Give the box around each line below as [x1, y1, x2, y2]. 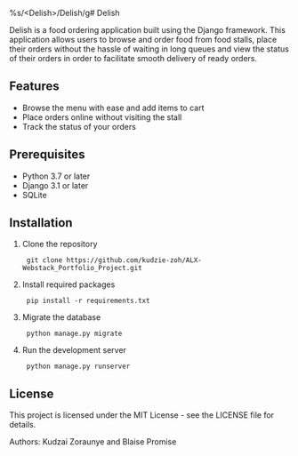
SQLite [21, 189, 47, 200]
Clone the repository [21, 239, 98, 250]
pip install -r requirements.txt [26, 297, 150, 306]
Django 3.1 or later [21, 180, 89, 190]
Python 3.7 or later [21, 171, 91, 181]
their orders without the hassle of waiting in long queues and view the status [9, 44, 289, 54]
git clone [26, 256, 63, 265]
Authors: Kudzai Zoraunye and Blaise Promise [9, 436, 177, 447]
